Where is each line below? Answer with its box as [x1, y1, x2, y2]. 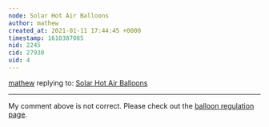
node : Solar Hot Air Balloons [8, 11, 110, 20]
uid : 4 [8, 57, 30, 65]
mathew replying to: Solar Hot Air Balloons [8, 77, 148, 88]
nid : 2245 [8, 42, 42, 50]
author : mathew [8, 19, 59, 27]
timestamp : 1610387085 [8, 34, 84, 42]
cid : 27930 [8, 49, 45, 57]
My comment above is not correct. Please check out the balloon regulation [8, 101, 255, 110]
